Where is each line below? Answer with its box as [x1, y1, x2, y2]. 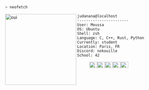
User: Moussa [77, 22, 104, 27]
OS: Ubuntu [77, 26, 100, 32]
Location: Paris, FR [77, 44, 120, 49]
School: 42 [77, 53, 100, 58]
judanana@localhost [77, 13, 118, 18]
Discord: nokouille [77, 48, 118, 53]
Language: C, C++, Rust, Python [77, 35, 145, 40]
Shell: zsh [77, 31, 100, 36]
